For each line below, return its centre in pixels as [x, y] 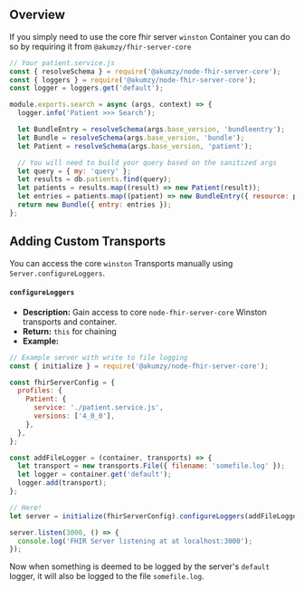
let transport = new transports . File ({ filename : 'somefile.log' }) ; [151, 466]
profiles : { [40, 391]
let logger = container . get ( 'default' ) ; [95, 475]
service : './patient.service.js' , [99, 408]
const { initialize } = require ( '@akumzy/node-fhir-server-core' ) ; [139, 366]
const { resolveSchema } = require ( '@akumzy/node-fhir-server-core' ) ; [145, 72]
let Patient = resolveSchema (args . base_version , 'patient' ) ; [135, 146]
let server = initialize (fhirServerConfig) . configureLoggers [127, 516]
